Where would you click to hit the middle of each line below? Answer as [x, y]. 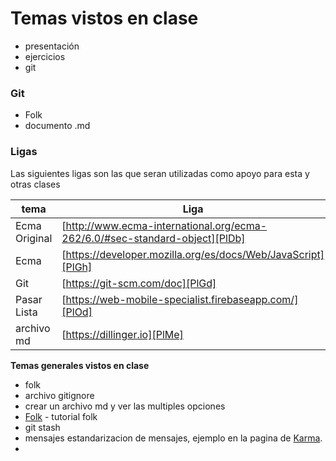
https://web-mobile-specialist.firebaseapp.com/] [182, 299]
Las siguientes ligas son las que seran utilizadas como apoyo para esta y [160, 173]
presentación [52, 46]
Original [34, 238]
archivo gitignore [59, 395]
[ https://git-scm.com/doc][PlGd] [139, 283]
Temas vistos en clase [104, 18]
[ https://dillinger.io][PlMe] [122, 334]
